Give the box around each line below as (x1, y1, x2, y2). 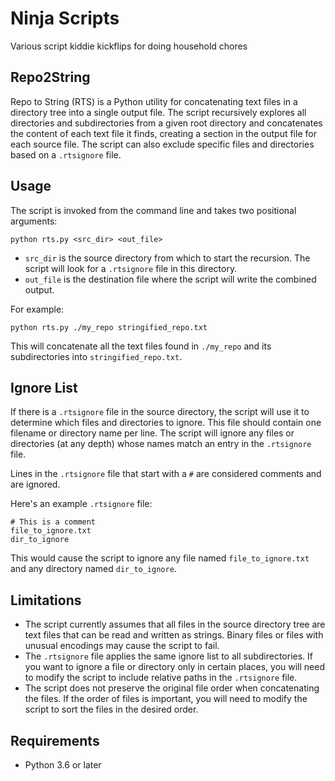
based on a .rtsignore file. (10, 148, 122, 161)
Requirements (10, 732, 100, 749)
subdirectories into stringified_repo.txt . (10, 350, 183, 362)
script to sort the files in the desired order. (24, 703, 199, 716)
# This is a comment (10, 517, 97, 527)
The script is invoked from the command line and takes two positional (10, 204, 297, 216)
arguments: (10, 215, 58, 227)
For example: (10, 303, 65, 315)
